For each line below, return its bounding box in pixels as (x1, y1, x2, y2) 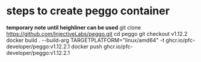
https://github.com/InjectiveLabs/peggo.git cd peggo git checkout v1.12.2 (6, 30, 188, 37)
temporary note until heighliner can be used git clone (6, 24, 141, 31)
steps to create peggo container (6, 4, 170, 18)
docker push (71, 43, 102, 50)
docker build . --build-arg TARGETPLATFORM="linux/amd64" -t (6, 36, 164, 44)
